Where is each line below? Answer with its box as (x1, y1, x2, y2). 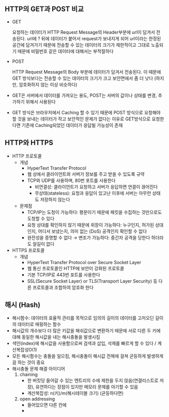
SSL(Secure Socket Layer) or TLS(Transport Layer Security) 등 (27, 278, 158, 284)
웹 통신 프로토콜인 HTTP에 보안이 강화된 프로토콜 (27, 265, 124, 271)
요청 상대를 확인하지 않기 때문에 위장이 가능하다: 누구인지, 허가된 (27, 221, 154, 228)
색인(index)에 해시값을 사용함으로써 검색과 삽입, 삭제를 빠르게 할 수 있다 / (12, 340, 156, 346)
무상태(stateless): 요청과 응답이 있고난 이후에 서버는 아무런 (34, 190, 151, 196)
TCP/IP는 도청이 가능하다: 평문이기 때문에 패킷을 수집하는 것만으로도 (27, 209, 162, 215)
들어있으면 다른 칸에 (27, 402, 67, 408)
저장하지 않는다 (40, 196, 70, 202)
